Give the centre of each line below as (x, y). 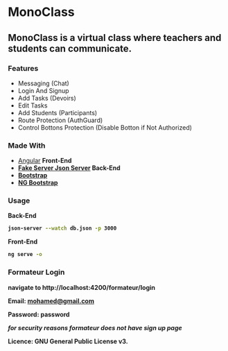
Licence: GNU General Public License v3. (68, 341)
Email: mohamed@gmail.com (51, 301)
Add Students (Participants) (58, 112)
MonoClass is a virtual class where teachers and (115, 38)
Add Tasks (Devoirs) (47, 98)
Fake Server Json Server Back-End (69, 168)
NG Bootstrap (38, 183)
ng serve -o (25, 255)
